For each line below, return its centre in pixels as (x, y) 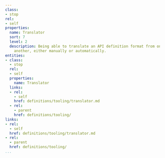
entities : (15, 55)
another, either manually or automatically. (60, 51)
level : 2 (18, 42)
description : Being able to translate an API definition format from (82, 46)
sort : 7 (17, 37)
